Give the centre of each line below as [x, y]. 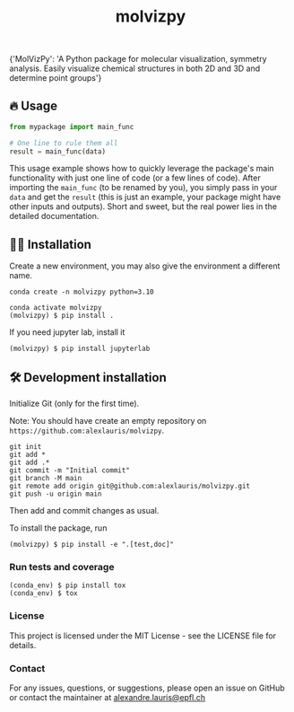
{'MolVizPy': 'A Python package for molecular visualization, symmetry [138, 58]
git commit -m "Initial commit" [69, 470]
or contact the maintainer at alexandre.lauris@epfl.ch [108, 697]
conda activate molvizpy [56, 308]
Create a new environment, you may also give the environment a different [145, 266]
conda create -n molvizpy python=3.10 [82, 292]
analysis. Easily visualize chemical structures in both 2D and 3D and [135, 68]
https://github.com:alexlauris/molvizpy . [87, 430]
